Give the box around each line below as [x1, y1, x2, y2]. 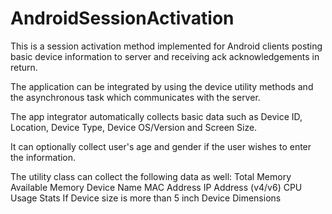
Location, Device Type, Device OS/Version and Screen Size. [10, 121, 258, 133]
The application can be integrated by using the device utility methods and [10, 80, 314, 92]
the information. [10, 151, 77, 163]
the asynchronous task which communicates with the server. [10, 91, 261, 103]
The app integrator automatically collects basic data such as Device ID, [10, 110, 303, 122]
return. [10, 61, 38, 73]
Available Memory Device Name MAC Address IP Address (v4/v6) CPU [10, 181, 303, 193]
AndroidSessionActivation [10, 7, 235, 30]
